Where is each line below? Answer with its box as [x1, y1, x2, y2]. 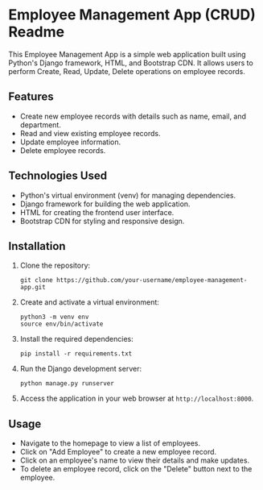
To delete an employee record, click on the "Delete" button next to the [19, 464, 253, 474]
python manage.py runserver [19, 380, 114, 388]
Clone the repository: [19, 260, 91, 271]
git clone [19, 276, 54, 284]
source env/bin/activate [19, 320, 104, 328]
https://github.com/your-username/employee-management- [55, 276, 248, 284]
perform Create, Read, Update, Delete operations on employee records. [8, 66, 245, 76]
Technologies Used [8, 169, 107, 183]
